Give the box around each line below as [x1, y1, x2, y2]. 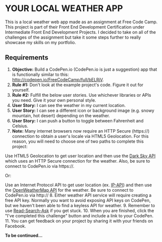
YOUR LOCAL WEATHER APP [5, 3, 123, 14]
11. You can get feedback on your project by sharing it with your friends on [5, 218, 153, 224]
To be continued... [5, 232, 43, 238]
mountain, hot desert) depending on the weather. [12, 112, 110, 119]
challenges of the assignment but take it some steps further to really [5, 34, 141, 40]
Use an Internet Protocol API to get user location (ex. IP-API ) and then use [5, 182, 152, 188]
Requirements [5, 54, 48, 62]
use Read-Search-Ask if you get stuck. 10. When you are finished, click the [5, 208, 154, 213]
